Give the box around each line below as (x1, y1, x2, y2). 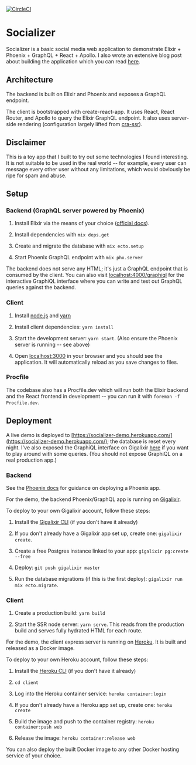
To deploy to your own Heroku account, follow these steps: (6, 656, 149, 663)
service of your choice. (6, 752, 62, 759)
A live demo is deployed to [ (6, 431, 74, 438)
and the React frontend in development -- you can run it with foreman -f (6, 392, 180, 400)
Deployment (6, 416, 52, 426)
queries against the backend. (6, 284, 77, 291)
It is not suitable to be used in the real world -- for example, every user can (6, 159, 187, 167)
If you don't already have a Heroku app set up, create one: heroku (14, 702, 173, 709)
